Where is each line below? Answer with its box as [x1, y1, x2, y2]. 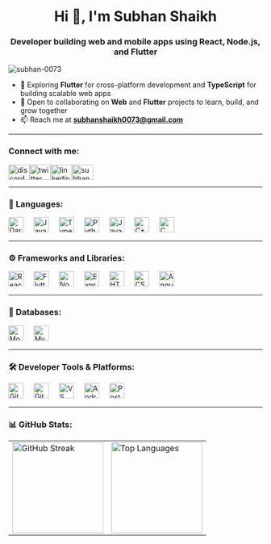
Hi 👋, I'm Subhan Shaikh [53, 7, 218, 26]
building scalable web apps [19, 89, 111, 98]
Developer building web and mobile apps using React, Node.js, [10, 36, 261, 48]
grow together [19, 106, 68, 115]
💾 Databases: [8, 307, 62, 318]
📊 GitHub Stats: [8, 419, 73, 430]
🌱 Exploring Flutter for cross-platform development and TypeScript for [19, 80, 256, 90]
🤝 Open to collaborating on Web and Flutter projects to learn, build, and [19, 97, 260, 107]
